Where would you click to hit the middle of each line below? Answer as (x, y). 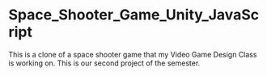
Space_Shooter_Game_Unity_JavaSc (134, 15)
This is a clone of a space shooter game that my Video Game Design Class (133, 54)
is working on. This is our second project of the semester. (104, 63)
